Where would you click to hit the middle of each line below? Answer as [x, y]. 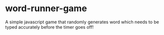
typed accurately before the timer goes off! [49, 27]
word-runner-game [46, 9]
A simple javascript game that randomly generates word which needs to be [82, 22]
